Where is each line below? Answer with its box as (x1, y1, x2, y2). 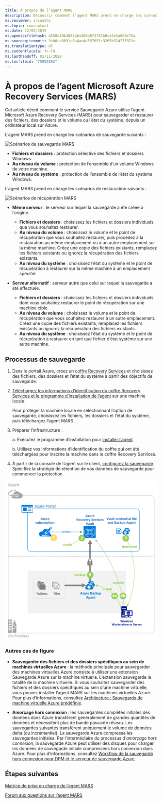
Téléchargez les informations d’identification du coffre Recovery (12, 388, 141, 394)
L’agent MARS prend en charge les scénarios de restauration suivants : (5, 186, 147, 192)
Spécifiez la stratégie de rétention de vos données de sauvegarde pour (12, 466, 154, 472)
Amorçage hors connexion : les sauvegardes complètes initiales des (12, 709, 150, 715)
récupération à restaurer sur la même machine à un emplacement (19, 266, 150, 271)
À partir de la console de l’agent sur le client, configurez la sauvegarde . (12, 461, 155, 467)
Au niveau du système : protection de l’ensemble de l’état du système (12, 171, 153, 177)
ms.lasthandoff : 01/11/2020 (5, 54, 62, 59)
